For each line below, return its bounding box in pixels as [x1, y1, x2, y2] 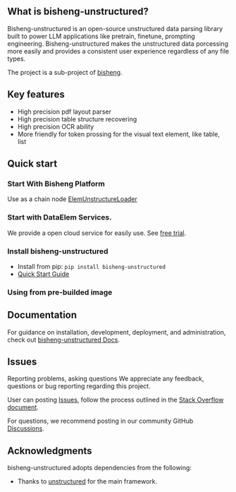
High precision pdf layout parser [17, 107, 111, 116]
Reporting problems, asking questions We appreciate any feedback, [7, 374, 204, 383]
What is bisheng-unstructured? [7, 6, 149, 18]
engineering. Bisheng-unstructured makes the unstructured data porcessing [7, 39, 229, 48]
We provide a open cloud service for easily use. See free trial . [7, 229, 187, 237]
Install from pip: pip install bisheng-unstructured [17, 262, 166, 270]
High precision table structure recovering [17, 114, 137, 123]
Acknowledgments [7, 445, 93, 457]
